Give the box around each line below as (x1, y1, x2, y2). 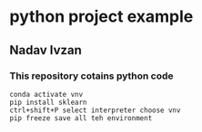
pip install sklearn (9, 98, 88, 107)
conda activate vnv (9, 90, 84, 99)
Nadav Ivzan (9, 42, 82, 58)
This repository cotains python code (9, 70, 175, 82)
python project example (9, 6, 194, 27)
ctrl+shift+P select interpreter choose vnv (9, 106, 181, 115)
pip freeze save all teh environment (9, 113, 153, 123)
